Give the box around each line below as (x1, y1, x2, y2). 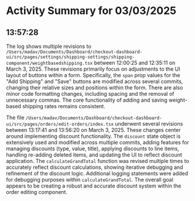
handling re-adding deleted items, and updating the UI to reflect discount (6, 151, 183, 158)
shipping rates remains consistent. (22, 103, 105, 109)
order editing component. (6, 189, 68, 195)
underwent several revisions (115, 120, 183, 127)
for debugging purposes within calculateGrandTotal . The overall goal (6, 176, 174, 183)
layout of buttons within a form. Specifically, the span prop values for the (6, 72, 180, 78)
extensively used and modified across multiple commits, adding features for (6, 139, 189, 145)
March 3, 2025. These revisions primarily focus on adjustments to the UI (6, 65, 180, 72)
